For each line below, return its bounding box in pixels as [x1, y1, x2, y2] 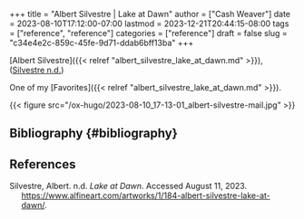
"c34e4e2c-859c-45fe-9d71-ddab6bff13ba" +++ [9, 37, 194, 48]
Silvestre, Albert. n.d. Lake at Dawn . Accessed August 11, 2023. [9, 181, 248, 192]
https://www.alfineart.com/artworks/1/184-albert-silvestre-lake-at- [21, 190, 270, 201]
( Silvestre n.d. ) [9, 64, 64, 75]
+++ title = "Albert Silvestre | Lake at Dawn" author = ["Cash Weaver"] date [9, 9, 291, 19]
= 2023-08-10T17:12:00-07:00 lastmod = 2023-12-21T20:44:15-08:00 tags [9, 18, 289, 29]
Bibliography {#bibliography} [9, 126, 179, 141]
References [9, 157, 76, 172]
